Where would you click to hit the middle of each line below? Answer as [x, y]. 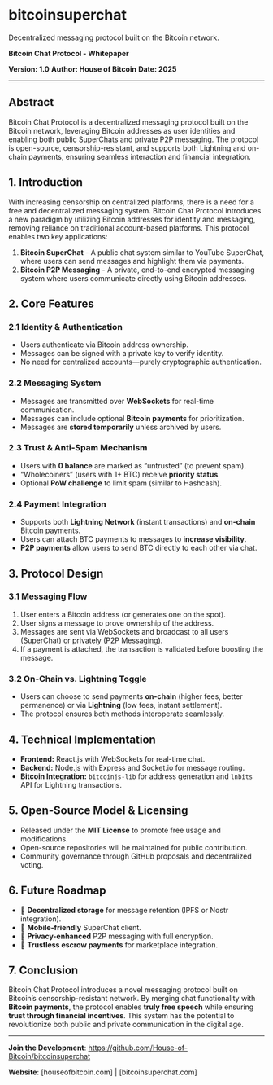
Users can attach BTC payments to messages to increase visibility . [133, 539]
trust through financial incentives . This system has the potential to [121, 1016]
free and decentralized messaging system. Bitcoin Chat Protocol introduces [135, 210]
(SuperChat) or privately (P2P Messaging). [91, 640]
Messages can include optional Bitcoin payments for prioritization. [132, 418]
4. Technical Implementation [82, 739]
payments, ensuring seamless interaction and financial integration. [140, 156]
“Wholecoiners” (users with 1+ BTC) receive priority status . [120, 474]
